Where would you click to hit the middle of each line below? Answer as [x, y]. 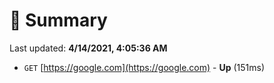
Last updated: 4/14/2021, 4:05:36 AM [88, 48]
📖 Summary [58, 20]
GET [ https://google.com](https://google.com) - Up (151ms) [144, 67]
